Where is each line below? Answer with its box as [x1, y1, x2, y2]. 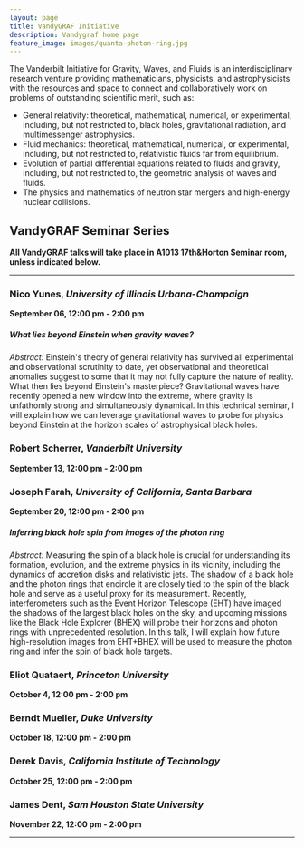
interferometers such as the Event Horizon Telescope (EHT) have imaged [9, 598, 282, 608]
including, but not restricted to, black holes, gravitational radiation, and [22, 120, 287, 131]
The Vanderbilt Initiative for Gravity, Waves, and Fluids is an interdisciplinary [9, 63, 293, 74]
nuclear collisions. [22, 197, 90, 208]
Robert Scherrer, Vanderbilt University [9, 442, 183, 454]
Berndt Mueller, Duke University [9, 712, 154, 725]
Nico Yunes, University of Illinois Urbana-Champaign [9, 287, 250, 300]
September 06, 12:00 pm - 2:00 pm [9, 308, 145, 319]
